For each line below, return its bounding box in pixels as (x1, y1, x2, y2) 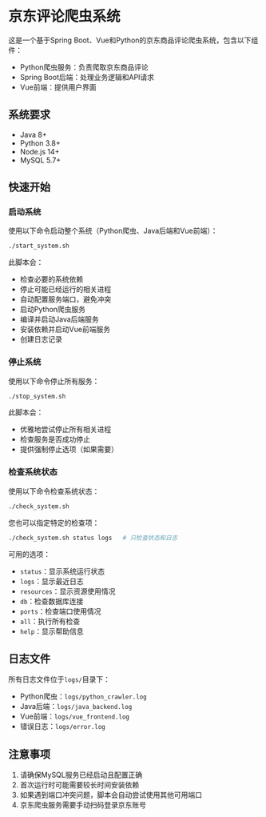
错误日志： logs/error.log (19, 722, 106, 731)
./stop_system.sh (8, 392, 66, 400)
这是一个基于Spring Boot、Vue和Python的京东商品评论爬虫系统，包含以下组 (8, 35, 259, 45)
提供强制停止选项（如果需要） (19, 445, 118, 455)
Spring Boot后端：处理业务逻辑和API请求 (19, 72, 154, 82)
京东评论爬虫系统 (8, 7, 121, 26)
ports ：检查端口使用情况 (19, 606, 101, 616)
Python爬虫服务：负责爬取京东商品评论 (19, 62, 149, 72)
